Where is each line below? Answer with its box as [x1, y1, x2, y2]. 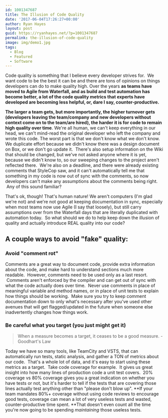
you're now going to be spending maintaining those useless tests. [5, 407, 142, 413]
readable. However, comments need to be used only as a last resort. [5, 272, 148, 278]
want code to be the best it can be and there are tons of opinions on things [5, 78, 160, 84]
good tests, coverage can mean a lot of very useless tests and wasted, [5, 396, 152, 402]
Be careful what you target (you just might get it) [5, 322, 126, 329]
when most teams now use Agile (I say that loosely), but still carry [5, 204, 142, 210]
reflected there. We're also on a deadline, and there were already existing [5, 162, 158, 168]
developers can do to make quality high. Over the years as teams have [5, 83, 152, 89]
